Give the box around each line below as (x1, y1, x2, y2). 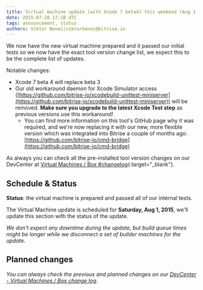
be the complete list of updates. (6, 55, 86, 62)
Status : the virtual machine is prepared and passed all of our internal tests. (6, 195, 193, 202)
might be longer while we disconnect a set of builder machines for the (6, 231, 181, 238)
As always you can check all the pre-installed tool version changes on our (6, 155, 190, 162)
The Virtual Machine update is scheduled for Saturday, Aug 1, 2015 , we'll (6, 206, 188, 213)
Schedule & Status (6, 178, 77, 188)
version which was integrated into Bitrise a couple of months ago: (24, 130, 187, 137)
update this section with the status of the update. (6, 213, 129, 220)
